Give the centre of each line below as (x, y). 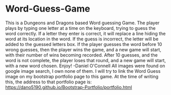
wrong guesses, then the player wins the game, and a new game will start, (83, 50)
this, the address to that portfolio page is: (48, 82)
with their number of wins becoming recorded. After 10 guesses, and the (82, 55)
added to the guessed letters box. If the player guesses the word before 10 (84, 44)
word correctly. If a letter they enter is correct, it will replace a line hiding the (86, 33)
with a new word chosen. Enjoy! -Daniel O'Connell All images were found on (85, 66)
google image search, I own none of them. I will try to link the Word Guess (83, 71)
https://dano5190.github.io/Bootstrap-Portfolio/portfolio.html (69, 87)
